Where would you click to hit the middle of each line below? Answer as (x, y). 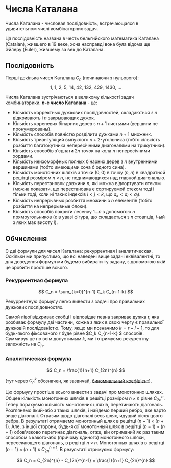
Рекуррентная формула (37, 281)
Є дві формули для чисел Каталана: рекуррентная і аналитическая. (79, 251)
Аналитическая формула (38, 359)
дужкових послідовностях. (34, 307)
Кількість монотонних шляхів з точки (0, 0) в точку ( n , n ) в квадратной (89, 172)
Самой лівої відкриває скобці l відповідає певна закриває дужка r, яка (82, 317)
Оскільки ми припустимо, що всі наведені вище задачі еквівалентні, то (83, 256)
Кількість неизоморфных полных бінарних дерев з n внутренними (85, 161)
